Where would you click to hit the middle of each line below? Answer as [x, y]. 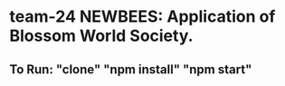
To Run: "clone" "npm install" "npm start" [131, 69]
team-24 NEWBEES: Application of [142, 17]
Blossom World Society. [101, 36]
